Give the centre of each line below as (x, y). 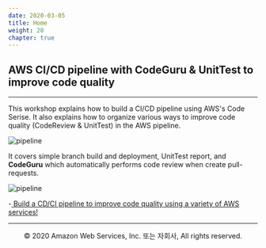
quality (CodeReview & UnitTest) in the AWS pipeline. (95, 126)
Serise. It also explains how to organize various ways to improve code (122, 117)
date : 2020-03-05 (37, 15)
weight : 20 (26, 30)
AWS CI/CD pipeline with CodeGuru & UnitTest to (131, 69)
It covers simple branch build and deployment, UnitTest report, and (118, 156)
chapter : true (32, 38)
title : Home (28, 23)
